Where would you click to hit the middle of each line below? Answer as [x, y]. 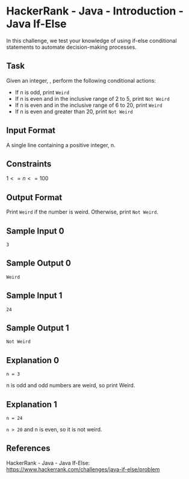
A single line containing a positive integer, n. [61, 145]
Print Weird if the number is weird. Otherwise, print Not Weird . [82, 212]
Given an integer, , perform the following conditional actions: [81, 80]
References [28, 449]
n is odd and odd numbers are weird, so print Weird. [71, 385]
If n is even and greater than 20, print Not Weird [74, 111]
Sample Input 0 [35, 231]
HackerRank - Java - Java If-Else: [48, 463]
